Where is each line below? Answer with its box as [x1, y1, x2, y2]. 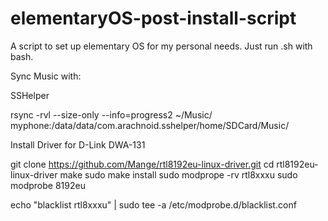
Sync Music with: [10, 70, 82, 82]
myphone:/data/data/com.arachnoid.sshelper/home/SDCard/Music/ [10, 119, 290, 131]
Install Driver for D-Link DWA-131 [10, 138, 146, 151]
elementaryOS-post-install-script [10, 7, 297, 30]
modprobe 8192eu [10, 179, 86, 191]
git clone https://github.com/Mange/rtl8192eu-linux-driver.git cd [10, 158, 275, 170]
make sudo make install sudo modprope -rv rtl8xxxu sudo [59, 168, 298, 181]
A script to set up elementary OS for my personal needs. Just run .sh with [10, 40, 313, 52]
